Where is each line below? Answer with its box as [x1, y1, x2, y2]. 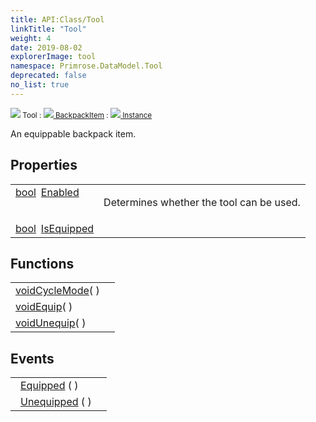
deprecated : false [10, 71, 87, 81]
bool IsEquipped [15, 221, 95, 235]
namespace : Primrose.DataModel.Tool [10, 61, 163, 71]
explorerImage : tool [10, 52, 97, 62]
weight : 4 [10, 33, 52, 43]
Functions [10, 255, 75, 272]
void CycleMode [15, 284, 90, 298]
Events [10, 350, 55, 367]
